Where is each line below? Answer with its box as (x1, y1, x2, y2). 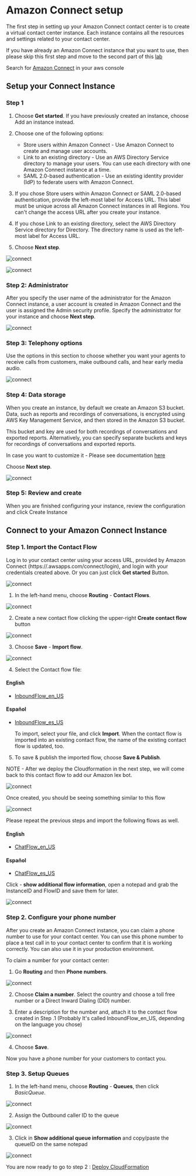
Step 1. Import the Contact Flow (6, 543, 98, 551)
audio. (6, 364, 22, 372)
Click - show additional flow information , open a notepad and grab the (6, 881, 178, 888)
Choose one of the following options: (14, 129, 104, 137)
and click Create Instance (6, 508, 68, 516)
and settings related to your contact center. (6, 35, 110, 42)
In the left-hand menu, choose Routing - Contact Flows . (14, 591, 151, 598)
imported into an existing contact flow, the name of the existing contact (14, 736, 187, 743)
